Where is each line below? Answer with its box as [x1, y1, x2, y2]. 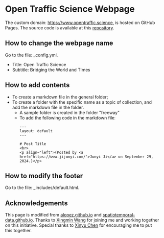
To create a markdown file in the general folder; [12, 94, 109, 100]
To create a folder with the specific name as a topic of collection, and [12, 99, 152, 105]
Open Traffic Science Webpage [5, 3, 135, 15]
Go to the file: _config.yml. [5, 52, 58, 58]
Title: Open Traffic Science [12, 61, 67, 67]
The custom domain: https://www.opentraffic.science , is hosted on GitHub [5, 20, 155, 25]
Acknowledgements [5, 199, 68, 207]
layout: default [19, 128, 53, 133]
